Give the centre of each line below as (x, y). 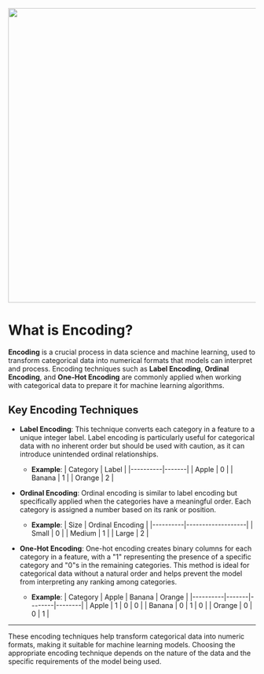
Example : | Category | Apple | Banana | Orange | (110, 597)
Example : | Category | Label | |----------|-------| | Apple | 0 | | (132, 469)
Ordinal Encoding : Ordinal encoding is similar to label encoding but (128, 493)
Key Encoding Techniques (73, 410)
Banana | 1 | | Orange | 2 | (72, 478)
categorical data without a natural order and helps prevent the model (131, 573)
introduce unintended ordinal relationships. (89, 454)
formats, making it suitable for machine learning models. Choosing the (122, 644)
